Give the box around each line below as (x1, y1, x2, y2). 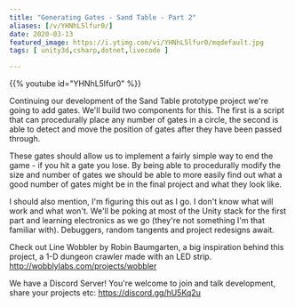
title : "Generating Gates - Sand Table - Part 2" (9, 12, 197, 22)
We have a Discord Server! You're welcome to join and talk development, (9, 278, 276, 289)
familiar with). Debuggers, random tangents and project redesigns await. (9, 224, 275, 236)
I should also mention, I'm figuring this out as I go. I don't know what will (9, 197, 274, 207)
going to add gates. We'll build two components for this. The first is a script (9, 105, 284, 116)
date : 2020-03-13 (9, 29, 74, 38)
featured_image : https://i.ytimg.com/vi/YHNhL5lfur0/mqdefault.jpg (9, 37, 265, 47)
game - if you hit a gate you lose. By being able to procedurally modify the (9, 160, 282, 171)
